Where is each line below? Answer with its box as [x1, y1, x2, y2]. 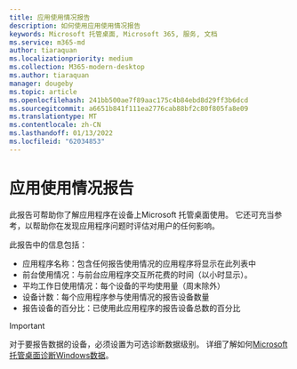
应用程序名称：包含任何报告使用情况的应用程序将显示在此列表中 [21, 258, 256, 269]
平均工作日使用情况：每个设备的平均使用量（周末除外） [21, 280, 225, 291]
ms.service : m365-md [9, 37, 86, 47]
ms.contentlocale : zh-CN [9, 121, 101, 130]
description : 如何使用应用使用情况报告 [9, 21, 140, 30]
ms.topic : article [9, 87, 77, 96]
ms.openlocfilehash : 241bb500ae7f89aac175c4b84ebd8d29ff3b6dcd [9, 95, 249, 105]
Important [9, 320, 45, 331]
